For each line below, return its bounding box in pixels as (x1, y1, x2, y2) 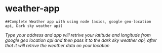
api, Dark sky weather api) (5, 23, 63, 28)
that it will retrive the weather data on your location (5, 42, 110, 48)
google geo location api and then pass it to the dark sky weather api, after (5, 37, 157, 43)
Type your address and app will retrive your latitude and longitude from (5, 32, 151, 38)
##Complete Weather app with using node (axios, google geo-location (5, 19, 152, 24)
